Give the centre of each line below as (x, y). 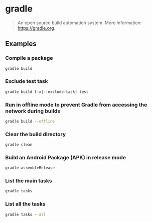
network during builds (33, 111)
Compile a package (29, 58)
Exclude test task (27, 81)
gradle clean (19, 145)
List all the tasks (26, 204)
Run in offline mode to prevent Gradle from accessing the (76, 104)
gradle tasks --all (26, 214)
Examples (21, 44)
